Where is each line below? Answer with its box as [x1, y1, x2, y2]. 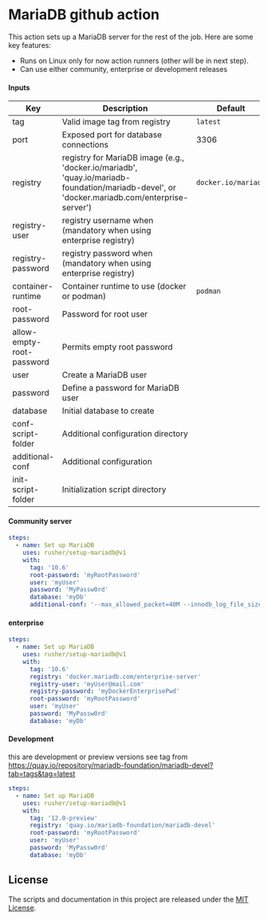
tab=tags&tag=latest [8, 769, 76, 778]
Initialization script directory [61, 484, 167, 495]
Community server [8, 516, 73, 525]
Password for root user [61, 309, 148, 320]
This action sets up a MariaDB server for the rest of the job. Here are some [8, 32, 254, 41]
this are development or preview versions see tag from [8, 752, 188, 761]
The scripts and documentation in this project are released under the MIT [8, 894, 249, 904]
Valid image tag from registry [61, 116, 171, 128]
